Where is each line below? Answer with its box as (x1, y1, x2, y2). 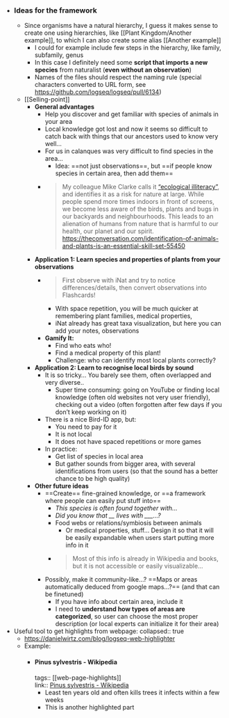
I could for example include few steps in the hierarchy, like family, (34, 44, 222, 52)
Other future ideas (34, 482, 89, 490)
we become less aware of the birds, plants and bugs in (62, 205, 219, 214)
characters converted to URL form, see (34, 81, 146, 89)
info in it (65, 541, 89, 550)
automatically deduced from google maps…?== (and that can (44, 583, 220, 591)
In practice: (44, 445, 78, 454)
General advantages (34, 103, 95, 111)
